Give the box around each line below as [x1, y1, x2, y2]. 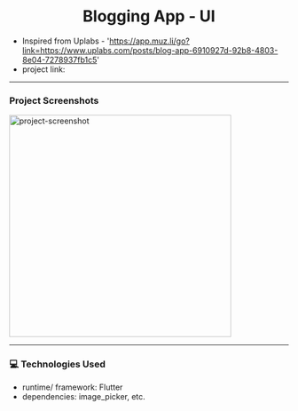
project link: [21, 64, 66, 75]
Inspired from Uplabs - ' [21, 36, 110, 46]
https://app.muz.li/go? [109, 36, 191, 46]
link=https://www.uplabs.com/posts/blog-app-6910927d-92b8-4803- [21, 44, 278, 55]
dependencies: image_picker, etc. [21, 391, 146, 401]
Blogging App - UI [82, 6, 216, 27]
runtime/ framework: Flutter [21, 382, 123, 392]
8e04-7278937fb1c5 [21, 54, 98, 65]
